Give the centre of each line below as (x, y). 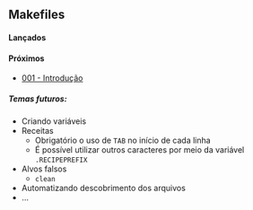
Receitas (38, 131)
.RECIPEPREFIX (61, 161)
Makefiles (37, 15)
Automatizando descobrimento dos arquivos (103, 188)
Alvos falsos (44, 169)
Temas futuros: (38, 99)
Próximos (26, 58)
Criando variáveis (54, 121)
